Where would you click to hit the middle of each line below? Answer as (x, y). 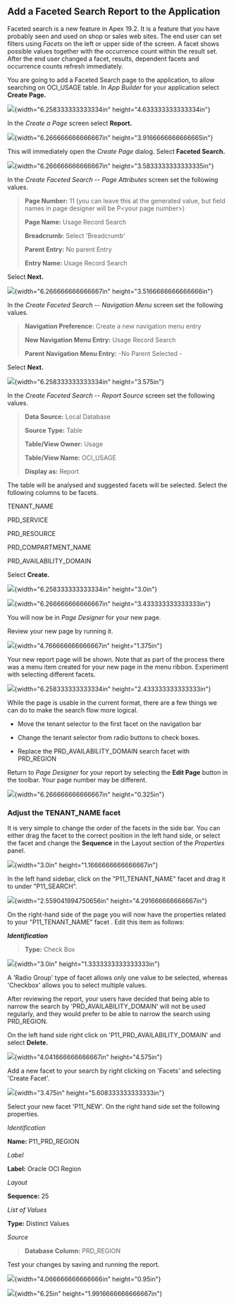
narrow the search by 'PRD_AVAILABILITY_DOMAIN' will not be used (107, 1006)
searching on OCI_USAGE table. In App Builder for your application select (113, 87)
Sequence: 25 (28, 1196)
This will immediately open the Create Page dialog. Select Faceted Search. (116, 151)
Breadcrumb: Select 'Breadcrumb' (75, 235)
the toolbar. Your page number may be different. (77, 780)
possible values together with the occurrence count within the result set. (113, 51)
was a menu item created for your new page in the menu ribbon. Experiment (118, 667)
